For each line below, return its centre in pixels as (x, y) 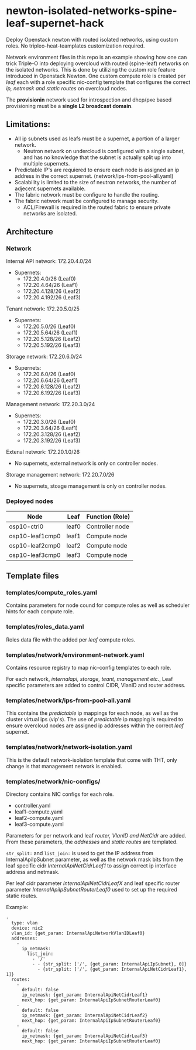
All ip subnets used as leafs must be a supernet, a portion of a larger (97, 139)
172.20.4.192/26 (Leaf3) (52, 298)
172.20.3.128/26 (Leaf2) (52, 434)
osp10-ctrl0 (26, 526)
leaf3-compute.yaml (39, 824)
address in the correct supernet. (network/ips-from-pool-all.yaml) (94, 176)
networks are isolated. (50, 213)
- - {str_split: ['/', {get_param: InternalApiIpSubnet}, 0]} (109, 964)
